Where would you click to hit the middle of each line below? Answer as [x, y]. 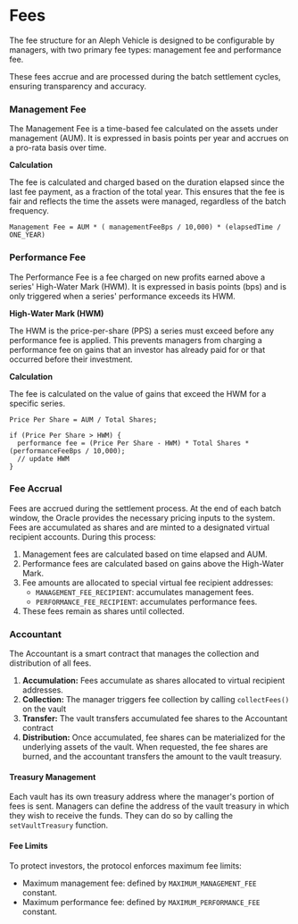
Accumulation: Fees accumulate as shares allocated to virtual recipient [153, 681]
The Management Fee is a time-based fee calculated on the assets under [144, 129]
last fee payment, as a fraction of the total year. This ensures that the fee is [147, 192]
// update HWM [43, 458]
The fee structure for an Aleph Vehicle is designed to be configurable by [142, 40]
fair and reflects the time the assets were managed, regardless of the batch [148, 201]
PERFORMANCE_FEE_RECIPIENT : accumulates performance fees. [146, 601]
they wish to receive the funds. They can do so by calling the [121, 816]
